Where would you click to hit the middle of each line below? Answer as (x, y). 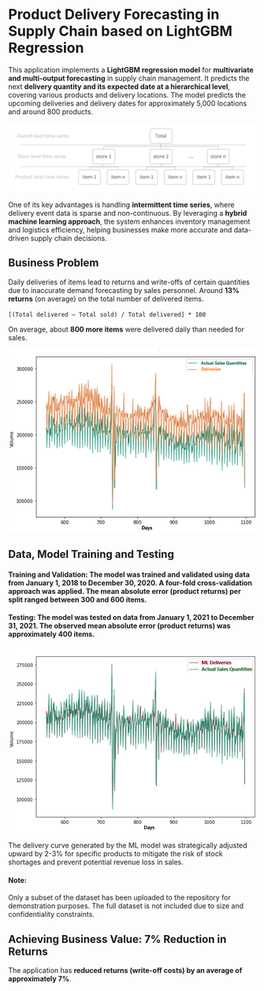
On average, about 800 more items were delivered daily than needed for (126, 329)
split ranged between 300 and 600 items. (78, 599)
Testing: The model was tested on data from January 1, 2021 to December (131, 618)
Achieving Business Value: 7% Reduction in (117, 939)
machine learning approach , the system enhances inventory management (129, 221)
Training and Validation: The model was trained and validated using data (129, 574)
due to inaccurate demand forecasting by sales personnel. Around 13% (124, 290)
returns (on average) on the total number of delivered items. (106, 299)
